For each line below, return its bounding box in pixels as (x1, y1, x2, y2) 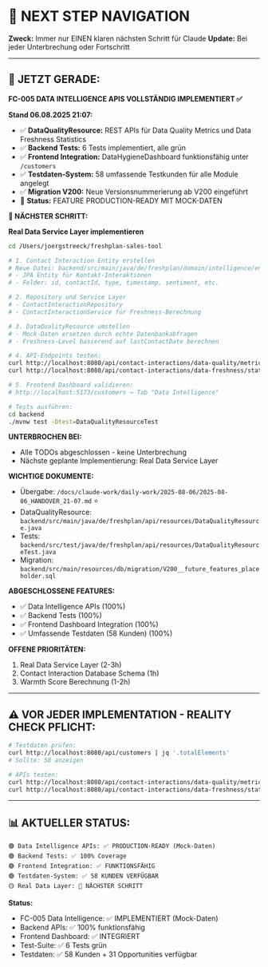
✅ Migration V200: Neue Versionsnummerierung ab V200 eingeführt (19, 187, 249, 196)
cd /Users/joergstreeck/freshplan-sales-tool (8, 242, 162, 250)
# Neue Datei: (8, 264, 56, 272)
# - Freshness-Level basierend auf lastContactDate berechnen (8, 337, 219, 346)
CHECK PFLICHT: (8, 720, 96, 734)
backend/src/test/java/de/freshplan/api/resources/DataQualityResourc (19, 541, 260, 549)
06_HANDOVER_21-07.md (19, 497, 92, 505)
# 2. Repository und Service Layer (8, 293, 127, 302)
